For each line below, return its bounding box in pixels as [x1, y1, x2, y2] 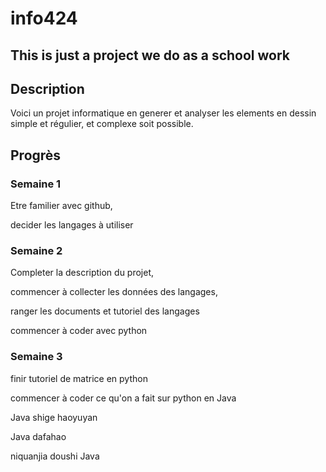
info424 [10, 7, 78, 30]
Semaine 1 [10, 177, 62, 191]
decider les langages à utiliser [10, 219, 134, 231]
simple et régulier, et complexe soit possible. [10, 118, 194, 130]
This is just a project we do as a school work [10, 47, 291, 64]
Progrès [10, 147, 62, 164]
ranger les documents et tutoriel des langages [10, 305, 200, 317]
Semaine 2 [10, 244, 63, 257]
